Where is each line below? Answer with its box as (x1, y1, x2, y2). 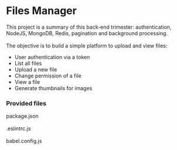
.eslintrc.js (6, 125, 31, 132)
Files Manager (6, 4, 77, 18)
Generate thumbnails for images (14, 84, 93, 91)
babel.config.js (6, 138, 42, 145)
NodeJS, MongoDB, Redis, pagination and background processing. (6, 29, 168, 36)
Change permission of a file (14, 72, 82, 79)
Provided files (6, 99, 47, 107)
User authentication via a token (14, 53, 90, 60)
